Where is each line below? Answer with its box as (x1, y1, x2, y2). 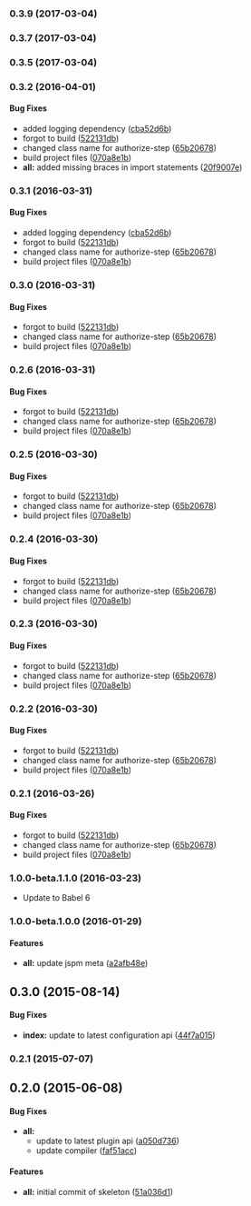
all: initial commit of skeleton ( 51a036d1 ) (22, 1186, 174, 1197)
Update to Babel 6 (22, 892, 91, 903)
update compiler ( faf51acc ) (35, 1145, 138, 1156)
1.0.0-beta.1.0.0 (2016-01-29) (9, 915, 142, 928)
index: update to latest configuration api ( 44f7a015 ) (22, 1030, 216, 1041)
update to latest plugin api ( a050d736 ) (35, 1135, 179, 1147)
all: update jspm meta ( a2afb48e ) (22, 958, 149, 969)
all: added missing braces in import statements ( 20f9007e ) (22, 162, 243, 173)
